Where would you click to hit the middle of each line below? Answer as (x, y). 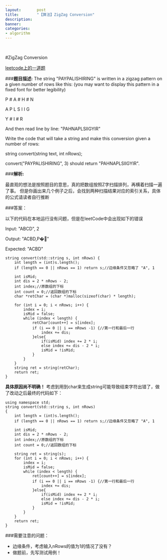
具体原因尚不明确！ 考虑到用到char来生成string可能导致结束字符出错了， (80, 387)
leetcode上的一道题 (25, 68)
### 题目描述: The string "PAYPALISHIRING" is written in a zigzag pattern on (84, 78)
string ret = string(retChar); (47, 368)
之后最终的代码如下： (40, 393)
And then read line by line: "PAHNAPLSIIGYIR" (53, 129)
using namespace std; (28, 403)
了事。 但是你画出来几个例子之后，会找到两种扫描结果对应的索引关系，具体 (83, 191)
